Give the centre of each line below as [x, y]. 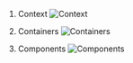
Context [32, 14]
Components [42, 49]
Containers [38, 31]
